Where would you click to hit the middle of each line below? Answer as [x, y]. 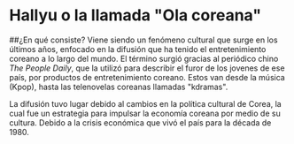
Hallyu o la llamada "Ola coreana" [135, 15]
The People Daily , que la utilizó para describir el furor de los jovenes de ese [147, 68]
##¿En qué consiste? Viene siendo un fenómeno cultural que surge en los [143, 40]
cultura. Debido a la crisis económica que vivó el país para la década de [140, 122]
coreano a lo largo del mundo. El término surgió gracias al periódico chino [144, 58]
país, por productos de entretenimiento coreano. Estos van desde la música [147, 77]
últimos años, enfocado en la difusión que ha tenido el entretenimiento [138, 49]
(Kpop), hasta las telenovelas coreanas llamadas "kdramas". [119, 87]
